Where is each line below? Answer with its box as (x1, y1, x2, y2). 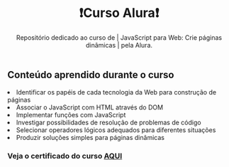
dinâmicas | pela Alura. (85, 41, 153, 49)
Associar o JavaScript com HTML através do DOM (16, 103, 164, 112)
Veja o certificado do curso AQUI (7, 151, 123, 161)
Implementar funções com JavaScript (16, 110, 126, 119)
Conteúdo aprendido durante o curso (7, 69, 175, 81)
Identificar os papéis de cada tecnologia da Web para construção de (16, 87, 217, 96)
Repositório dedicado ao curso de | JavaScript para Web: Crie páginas (16, 33, 222, 42)
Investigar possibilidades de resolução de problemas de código (16, 118, 201, 126)
